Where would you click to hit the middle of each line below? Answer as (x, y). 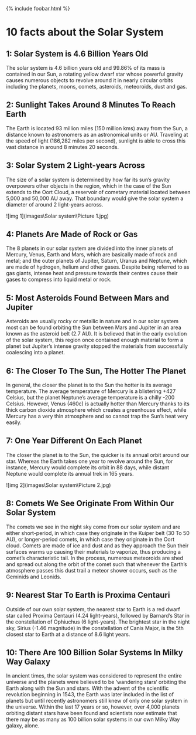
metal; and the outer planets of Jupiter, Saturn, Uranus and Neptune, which (97, 261)
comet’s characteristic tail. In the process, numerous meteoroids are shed (94, 558)
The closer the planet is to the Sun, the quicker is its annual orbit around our (97, 455)
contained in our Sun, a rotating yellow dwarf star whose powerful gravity (95, 74)
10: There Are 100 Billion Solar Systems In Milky (94, 653)
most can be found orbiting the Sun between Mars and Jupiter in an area (94, 327)
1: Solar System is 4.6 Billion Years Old (77, 54)
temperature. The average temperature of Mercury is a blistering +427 (91, 391)
